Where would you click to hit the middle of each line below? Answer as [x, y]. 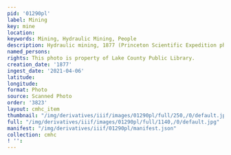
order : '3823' [27, 103]
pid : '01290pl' [29, 13]
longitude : [23, 84]
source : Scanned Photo [40, 97]
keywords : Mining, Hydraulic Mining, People [72, 39]
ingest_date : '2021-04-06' [46, 71]
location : [21, 33]
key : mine [21, 26]
